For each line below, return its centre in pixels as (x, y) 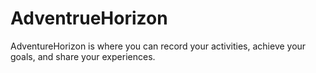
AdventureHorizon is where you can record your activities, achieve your (158, 46)
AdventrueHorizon (89, 18)
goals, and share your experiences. (83, 56)
